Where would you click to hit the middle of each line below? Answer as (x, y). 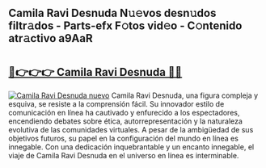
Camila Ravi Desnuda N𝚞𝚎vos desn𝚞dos (112, 13)
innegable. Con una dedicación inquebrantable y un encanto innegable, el (131, 147)
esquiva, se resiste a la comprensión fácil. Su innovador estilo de (116, 104)
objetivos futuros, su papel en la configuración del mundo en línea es (123, 138)
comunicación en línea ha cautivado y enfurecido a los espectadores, (124, 113)
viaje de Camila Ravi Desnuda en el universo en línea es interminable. (124, 155)
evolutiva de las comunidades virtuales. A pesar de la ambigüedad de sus (131, 130)
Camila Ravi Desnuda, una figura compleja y (185, 95)
